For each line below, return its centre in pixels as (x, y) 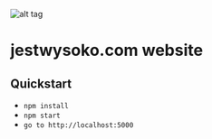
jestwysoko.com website (106, 51)
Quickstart (41, 83)
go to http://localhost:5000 (78, 125)
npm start (42, 116)
